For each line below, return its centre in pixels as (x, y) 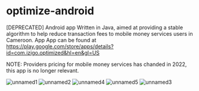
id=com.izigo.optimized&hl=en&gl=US (53, 52)
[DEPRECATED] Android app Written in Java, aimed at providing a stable (95, 27)
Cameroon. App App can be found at (51, 40)
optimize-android (50, 11)
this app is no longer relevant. (43, 70)
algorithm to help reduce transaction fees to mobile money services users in (99, 33)
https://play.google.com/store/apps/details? (60, 46)
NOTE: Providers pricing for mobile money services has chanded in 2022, (97, 64)
